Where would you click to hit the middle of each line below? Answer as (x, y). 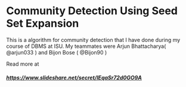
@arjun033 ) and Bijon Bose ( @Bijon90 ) (57, 52)
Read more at (23, 64)
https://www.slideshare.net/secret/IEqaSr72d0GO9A (74, 78)
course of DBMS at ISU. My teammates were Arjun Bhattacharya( (86, 46)
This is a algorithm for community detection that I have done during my (93, 40)
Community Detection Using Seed (92, 11)
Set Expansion (43, 23)
